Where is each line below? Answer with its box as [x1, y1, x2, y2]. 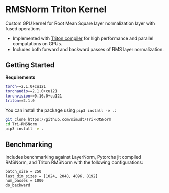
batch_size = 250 [5, 169, 42, 174]
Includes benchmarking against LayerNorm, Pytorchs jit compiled [5, 154, 141, 160]
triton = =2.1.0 [5, 98, 35, 103]
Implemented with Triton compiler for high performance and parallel [12, 35, 154, 41]
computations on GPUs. [12, 40, 62, 46]
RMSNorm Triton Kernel [5, 4, 107, 15]
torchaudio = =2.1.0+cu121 [5, 88, 58, 94]
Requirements [5, 74, 36, 80]
